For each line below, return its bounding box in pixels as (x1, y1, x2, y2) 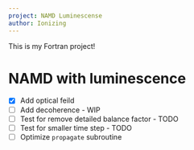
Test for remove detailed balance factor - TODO (19, 114, 179, 124)
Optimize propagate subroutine (19, 132, 122, 141)
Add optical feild (19, 95, 75, 105)
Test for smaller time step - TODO (19, 123, 133, 132)
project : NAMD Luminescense (8, 11, 103, 20)
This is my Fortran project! (8, 41, 96, 51)
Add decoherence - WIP (19, 105, 101, 115)
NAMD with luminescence (8, 69, 187, 87)
